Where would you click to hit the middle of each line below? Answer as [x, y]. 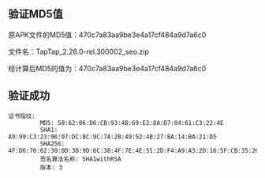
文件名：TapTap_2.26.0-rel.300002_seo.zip [79, 51]
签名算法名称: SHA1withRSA [80, 159]
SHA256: [52, 144]
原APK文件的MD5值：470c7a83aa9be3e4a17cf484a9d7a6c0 [107, 35]
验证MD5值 [35, 14]
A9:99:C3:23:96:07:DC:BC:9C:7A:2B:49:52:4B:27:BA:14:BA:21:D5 [112, 137]
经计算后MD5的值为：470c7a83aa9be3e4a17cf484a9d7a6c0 [107, 68]
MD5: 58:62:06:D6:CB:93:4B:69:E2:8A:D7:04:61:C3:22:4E [132, 123]
